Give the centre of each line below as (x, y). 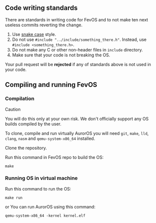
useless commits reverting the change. (44, 25)
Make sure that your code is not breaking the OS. (61, 55)
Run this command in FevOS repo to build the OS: (55, 157)
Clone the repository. (26, 148)
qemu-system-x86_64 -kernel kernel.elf (45, 216)
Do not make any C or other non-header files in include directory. (77, 50)
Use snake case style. (34, 34)
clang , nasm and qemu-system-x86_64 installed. (50, 138)
